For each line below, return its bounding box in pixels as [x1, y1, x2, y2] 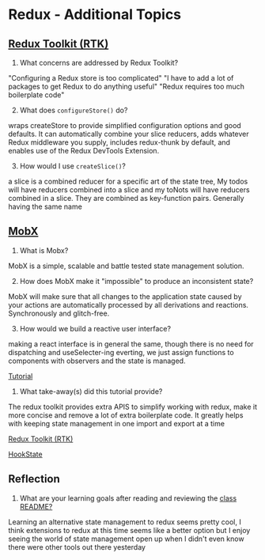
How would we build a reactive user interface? [19, 324, 172, 333]
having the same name [8, 202, 83, 211]
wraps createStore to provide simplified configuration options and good [8, 121, 241, 130]
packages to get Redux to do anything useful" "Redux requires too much [8, 81, 245, 91]
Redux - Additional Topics [8, 6, 182, 24]
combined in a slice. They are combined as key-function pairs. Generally [8, 194, 244, 202]
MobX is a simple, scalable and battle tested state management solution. [8, 261, 244, 271]
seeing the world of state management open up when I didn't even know [8, 534, 244, 543]
